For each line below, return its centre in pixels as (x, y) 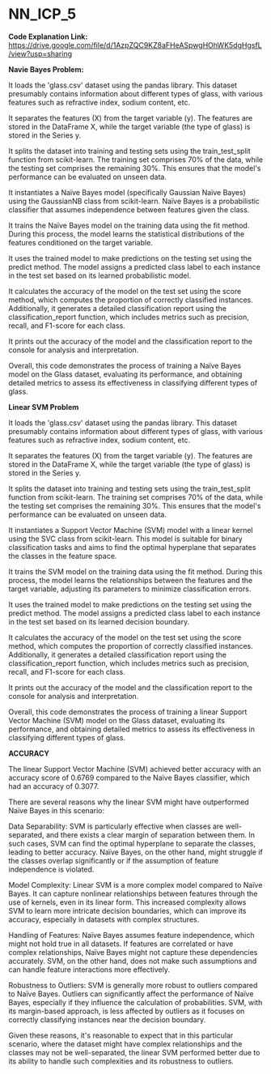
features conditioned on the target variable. (81, 242)
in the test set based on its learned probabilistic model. (100, 275)
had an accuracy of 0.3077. (54, 786)
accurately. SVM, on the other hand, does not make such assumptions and (133, 961)
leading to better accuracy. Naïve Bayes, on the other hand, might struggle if (135, 852)
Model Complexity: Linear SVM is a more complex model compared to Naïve (135, 884)
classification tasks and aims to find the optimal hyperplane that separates (132, 547)
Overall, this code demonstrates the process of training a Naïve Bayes (125, 365)
